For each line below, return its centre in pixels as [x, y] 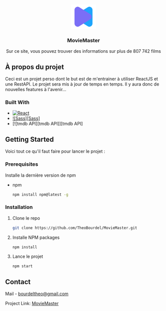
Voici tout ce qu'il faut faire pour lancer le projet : [55, 151]
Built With [17, 103]
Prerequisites [22, 164]
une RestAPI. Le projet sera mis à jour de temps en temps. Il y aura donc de [82, 84]
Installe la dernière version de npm [41, 175]
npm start [23, 266]
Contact [18, 282]
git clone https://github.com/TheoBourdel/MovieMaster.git [75, 228]
